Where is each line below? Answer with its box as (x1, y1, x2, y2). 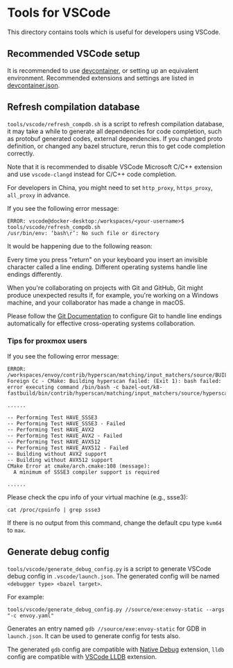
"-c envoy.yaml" (7, 612, 54, 619)
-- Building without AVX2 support (7, 450, 107, 457)
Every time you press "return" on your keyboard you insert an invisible (7, 255, 208, 264)
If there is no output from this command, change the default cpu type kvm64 (7, 518, 222, 526)
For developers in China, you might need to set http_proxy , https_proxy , (7, 183, 213, 191)
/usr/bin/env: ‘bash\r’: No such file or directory (7, 230, 159, 237)
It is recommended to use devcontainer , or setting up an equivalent (7, 66, 199, 74)
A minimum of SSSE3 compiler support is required (13, 468, 159, 476)
